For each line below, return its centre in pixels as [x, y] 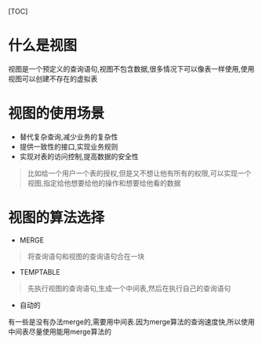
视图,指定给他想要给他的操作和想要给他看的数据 [104, 183]
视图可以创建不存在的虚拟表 [53, 79]
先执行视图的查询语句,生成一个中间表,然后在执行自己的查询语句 [129, 288]
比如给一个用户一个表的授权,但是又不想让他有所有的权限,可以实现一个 [139, 173]
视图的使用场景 [56, 114]
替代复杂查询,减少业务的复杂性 [69, 136]
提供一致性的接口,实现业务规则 [69, 146]
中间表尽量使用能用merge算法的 [60, 331]
